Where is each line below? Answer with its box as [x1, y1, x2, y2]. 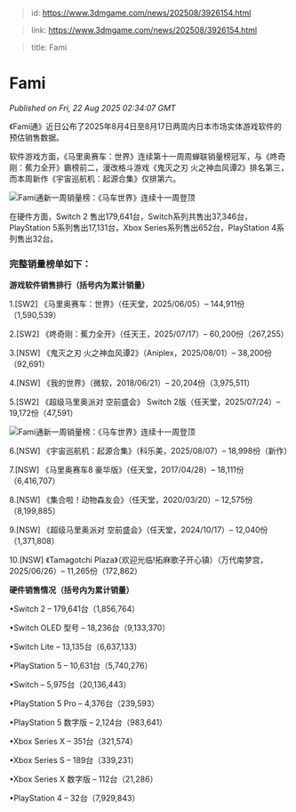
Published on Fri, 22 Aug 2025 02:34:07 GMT [9, 102, 176, 113]
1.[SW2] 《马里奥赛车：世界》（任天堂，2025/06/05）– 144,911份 [9, 298, 245, 310]
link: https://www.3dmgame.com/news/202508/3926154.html [30, 25, 258, 35]
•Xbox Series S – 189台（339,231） [9, 755, 139, 766]
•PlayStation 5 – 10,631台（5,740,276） [9, 661, 153, 671]
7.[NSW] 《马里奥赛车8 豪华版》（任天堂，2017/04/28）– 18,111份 [9, 465, 244, 475]
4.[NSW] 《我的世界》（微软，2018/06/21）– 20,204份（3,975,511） [9, 378, 255, 388]
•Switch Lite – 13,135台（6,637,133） [9, 641, 142, 653]
